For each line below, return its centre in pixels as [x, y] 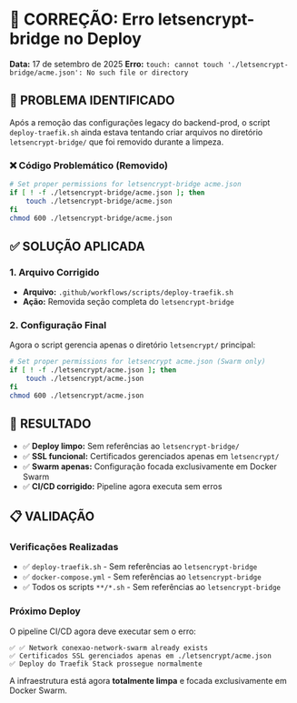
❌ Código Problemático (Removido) [89, 166]
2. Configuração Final [58, 326]
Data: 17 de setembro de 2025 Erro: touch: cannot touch [117, 64]
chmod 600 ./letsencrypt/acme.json [77, 396]
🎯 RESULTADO [50, 424]
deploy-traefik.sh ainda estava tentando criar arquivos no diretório [136, 132]
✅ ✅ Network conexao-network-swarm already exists [109, 648]
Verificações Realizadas [64, 547]
